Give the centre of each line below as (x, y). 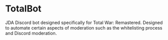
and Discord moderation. (31, 33)
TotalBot (23, 9)
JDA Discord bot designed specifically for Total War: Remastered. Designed (84, 22)
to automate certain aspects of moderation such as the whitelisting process (84, 27)
